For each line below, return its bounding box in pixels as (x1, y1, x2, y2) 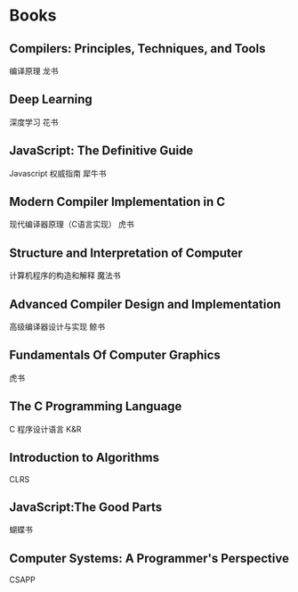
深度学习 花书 (9, 117, 59, 127)
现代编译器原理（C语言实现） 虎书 (9, 219, 135, 230)
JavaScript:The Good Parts (9, 499, 163, 514)
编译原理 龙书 (9, 66, 59, 76)
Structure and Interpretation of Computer (9, 245, 243, 260)
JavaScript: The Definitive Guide (9, 144, 194, 159)
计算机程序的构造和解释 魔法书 (9, 270, 121, 281)
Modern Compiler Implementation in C (9, 194, 225, 210)
